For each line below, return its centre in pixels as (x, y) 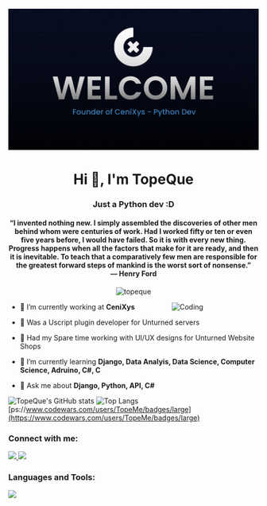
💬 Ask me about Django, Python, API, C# (87, 385)
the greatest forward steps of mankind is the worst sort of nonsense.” (133, 265)
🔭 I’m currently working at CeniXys (77, 306)
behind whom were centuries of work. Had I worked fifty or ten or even (133, 232)
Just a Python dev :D (133, 204)
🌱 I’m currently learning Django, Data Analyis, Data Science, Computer (137, 361)
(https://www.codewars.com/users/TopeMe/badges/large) (104, 418)
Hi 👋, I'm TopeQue (133, 179)
